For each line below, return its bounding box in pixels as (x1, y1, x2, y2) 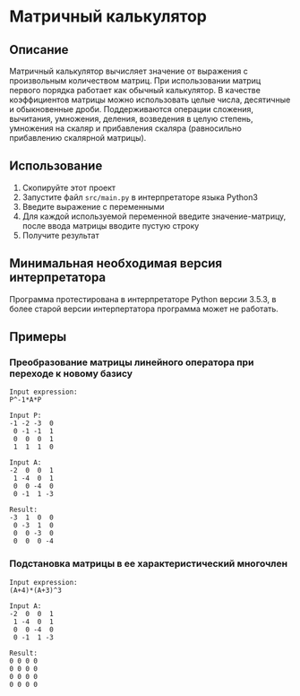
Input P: (9, 411, 42, 421)
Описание (9, 42, 69, 57)
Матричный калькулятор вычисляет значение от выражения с (9, 65, 249, 76)
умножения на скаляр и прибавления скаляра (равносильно (9, 123, 242, 134)
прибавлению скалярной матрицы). (9, 133, 147, 143)
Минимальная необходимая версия (9, 256, 222, 271)
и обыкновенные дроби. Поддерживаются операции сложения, (9, 104, 253, 114)
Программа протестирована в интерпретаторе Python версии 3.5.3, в (9, 293, 277, 304)
